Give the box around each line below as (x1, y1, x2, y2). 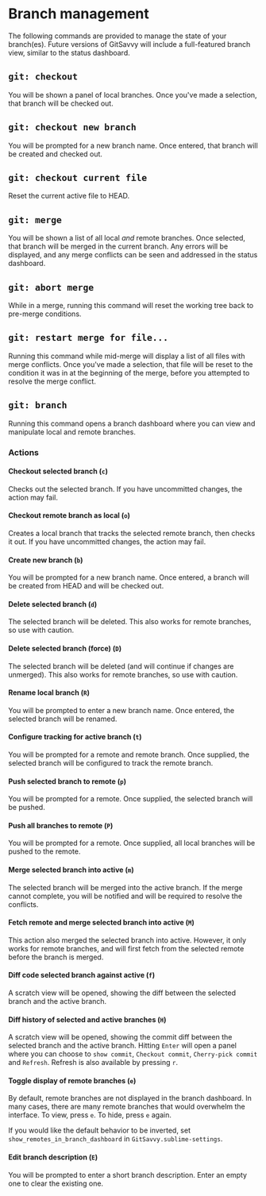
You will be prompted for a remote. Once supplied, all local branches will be (8, 839, 256, 848)
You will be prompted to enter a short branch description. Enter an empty (8, 1170, 248, 1179)
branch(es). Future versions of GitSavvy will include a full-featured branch (8, 39, 251, 48)
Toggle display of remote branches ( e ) (8, 1075, 137, 1085)
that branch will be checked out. (8, 98, 114, 108)
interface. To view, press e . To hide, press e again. (8, 1110, 172, 1120)
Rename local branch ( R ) (8, 688, 90, 697)
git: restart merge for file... (8, 332, 169, 344)
